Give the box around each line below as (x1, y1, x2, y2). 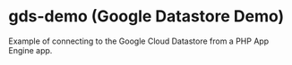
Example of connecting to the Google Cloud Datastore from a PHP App (8, 36, 270, 46)
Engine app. (8, 45, 53, 55)
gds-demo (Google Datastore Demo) (8, 6, 285, 27)
